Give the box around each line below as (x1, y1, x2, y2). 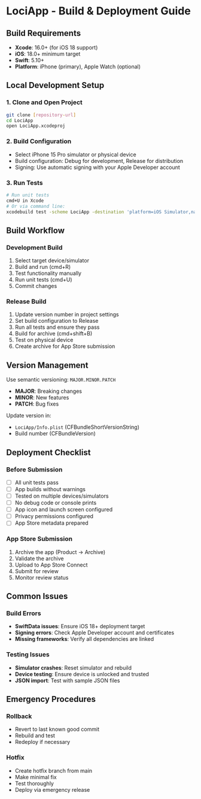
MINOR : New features (14, 394, 69, 401)
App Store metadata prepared (14, 519, 89, 526)
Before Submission (6, 465, 63, 474)
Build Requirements (6, 28, 81, 38)
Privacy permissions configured (14, 513, 94, 520)
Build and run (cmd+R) (14, 264, 71, 271)
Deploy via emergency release (14, 786, 90, 793)
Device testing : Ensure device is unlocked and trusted (14, 670, 150, 677)
